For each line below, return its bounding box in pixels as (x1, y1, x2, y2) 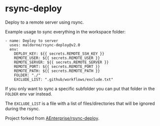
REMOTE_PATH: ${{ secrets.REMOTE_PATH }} (14, 68, 100, 73)
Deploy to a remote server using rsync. (5, 19, 84, 25)
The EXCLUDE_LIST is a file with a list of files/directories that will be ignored (5, 100, 155, 106)
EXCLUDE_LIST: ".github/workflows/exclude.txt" (14, 77, 113, 82)
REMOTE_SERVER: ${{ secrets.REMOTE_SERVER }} (14, 60, 109, 64)
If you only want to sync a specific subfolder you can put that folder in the (5, 86, 155, 92)
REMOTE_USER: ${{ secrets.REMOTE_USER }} (14, 55, 100, 61)
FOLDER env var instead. (5, 91, 53, 96)
